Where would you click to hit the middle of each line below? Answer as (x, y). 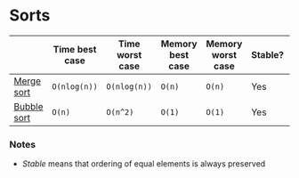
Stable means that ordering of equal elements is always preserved (144, 164)
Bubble (28, 106)
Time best (75, 49)
